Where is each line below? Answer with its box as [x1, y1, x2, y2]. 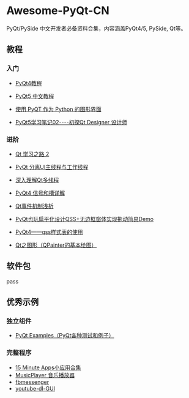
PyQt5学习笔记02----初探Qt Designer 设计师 [15, 118, 127, 126]
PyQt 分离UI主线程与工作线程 [15, 163, 89, 170]
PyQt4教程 [15, 79, 42, 86]
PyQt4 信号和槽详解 [15, 189, 65, 197]
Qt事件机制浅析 [15, 202, 54, 209]
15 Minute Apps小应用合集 [15, 364, 81, 371]
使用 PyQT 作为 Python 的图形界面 [15, 105, 102, 113]
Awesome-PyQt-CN [6, 4, 109, 18]
